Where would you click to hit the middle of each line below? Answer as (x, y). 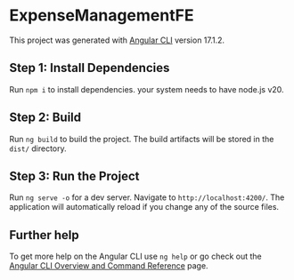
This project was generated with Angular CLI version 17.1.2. (117, 40)
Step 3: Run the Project (74, 176)
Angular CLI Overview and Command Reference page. (109, 266)
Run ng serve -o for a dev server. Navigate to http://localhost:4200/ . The (147, 197)
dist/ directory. (38, 148)
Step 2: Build (45, 118)
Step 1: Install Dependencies (90, 68)
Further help (45, 235)
